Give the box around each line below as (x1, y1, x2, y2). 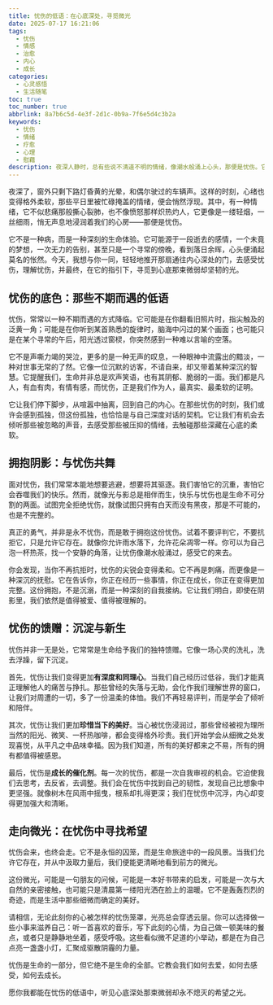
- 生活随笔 (15, 87, 48, 96)
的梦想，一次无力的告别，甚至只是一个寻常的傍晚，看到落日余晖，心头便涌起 (8, 245, 265, 255)
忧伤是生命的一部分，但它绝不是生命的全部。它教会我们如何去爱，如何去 (8, 960, 250, 970)
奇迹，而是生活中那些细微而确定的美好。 (8, 895, 144, 905)
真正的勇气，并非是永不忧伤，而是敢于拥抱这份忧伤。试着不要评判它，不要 (8, 527, 258, 537)
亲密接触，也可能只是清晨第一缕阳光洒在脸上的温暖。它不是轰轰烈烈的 (29, 885, 265, 895)
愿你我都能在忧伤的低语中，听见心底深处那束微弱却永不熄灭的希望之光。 (8, 988, 250, 998)
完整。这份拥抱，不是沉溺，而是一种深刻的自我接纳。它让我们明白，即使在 (8, 585, 258, 595)
